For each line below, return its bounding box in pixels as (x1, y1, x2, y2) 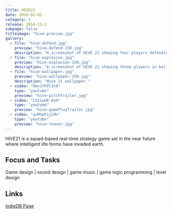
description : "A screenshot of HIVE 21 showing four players (14, 50, 147, 55)
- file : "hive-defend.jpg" (10, 41, 68, 46)
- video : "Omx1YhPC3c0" (10, 83, 60, 88)
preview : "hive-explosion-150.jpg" (14, 60, 91, 65)
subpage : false (5, 27, 38, 32)
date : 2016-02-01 (5, 12, 42, 17)
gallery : (5, 36, 24, 41)
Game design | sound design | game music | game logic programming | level (5, 169, 166, 175)
